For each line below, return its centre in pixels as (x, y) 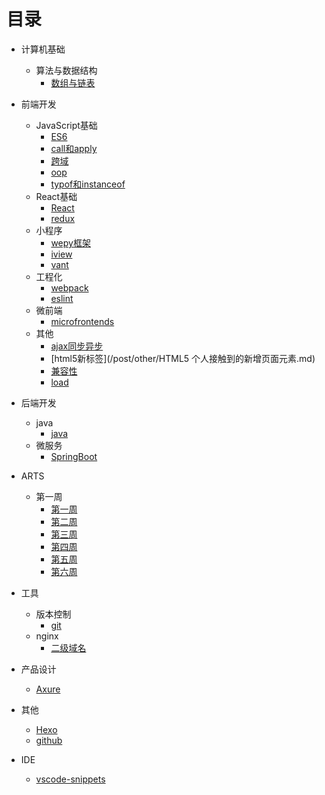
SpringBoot (74, 456)
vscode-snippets (70, 779)
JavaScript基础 (66, 125)
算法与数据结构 (66, 70)
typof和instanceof (88, 184)
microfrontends (82, 321)
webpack (69, 287)
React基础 (56, 196)
